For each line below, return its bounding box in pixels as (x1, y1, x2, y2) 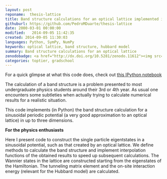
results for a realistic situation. (5, 97, 67, 103)
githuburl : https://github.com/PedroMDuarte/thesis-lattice (5, 21, 133, 26)
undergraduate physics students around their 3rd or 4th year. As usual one (5, 87, 158, 92)
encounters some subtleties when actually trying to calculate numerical (5, 92, 152, 98)
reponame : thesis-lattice (5, 12, 61, 17)
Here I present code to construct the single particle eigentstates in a (5, 137, 145, 143)
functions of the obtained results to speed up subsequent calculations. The (5, 153, 159, 159)
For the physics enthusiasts (5, 127, 64, 133)
